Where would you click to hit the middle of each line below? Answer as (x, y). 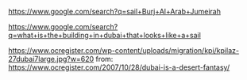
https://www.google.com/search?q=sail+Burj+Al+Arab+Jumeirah (114, 11)
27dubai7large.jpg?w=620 (51, 59)
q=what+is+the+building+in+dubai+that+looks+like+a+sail (104, 35)
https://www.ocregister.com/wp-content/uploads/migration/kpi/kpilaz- (124, 50)
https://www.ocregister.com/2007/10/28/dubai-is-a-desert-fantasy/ (119, 67)
